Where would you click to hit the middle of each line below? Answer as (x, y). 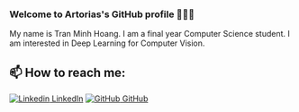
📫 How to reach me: (68, 72)
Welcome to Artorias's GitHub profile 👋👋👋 (102, 14)
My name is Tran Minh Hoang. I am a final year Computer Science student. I (150, 34)
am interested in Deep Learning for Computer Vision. (107, 43)
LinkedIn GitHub (100, 99)
